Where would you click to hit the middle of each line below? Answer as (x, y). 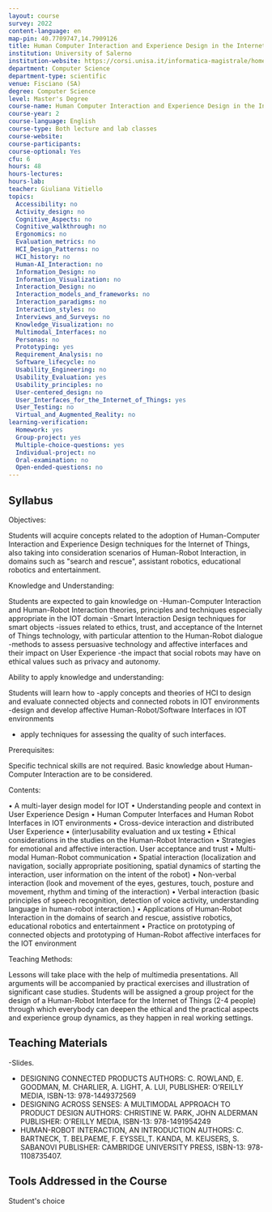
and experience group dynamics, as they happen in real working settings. (131, 1018)
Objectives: (27, 520)
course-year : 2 (34, 114)
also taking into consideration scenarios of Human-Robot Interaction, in (127, 552)
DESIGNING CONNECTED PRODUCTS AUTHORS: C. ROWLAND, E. (132, 1078)
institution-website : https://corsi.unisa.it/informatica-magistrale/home (137, 62)
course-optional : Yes (45, 151)
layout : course (34, 16)
